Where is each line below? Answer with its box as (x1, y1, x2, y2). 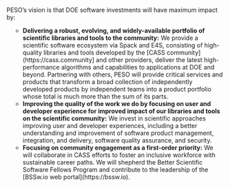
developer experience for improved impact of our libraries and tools (22, 107, 221, 115)
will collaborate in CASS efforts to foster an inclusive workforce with (22, 151, 216, 159)
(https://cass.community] (22, 56, 94, 64)
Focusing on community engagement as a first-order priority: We (22, 144, 214, 152)
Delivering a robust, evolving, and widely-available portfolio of (22, 27, 205, 34)
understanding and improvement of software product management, (22, 129, 214, 137)
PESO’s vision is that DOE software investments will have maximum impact (6, 6, 218, 14)
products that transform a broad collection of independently (22, 78, 193, 85)
